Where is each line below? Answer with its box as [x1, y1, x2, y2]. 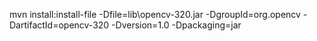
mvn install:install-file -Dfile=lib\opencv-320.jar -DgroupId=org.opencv [9, 9, 301, 20]
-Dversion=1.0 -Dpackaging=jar [111, 19, 242, 31]
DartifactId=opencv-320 [9, 19, 110, 31]
